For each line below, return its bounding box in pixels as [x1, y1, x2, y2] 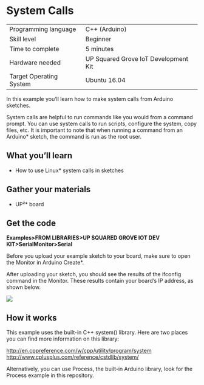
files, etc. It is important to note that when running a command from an [6, 126, 183, 134]
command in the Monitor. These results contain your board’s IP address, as [6, 277, 194, 285]
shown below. [6, 283, 41, 291]
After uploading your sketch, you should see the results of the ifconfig [6, 271, 182, 278]
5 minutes [85, 44, 114, 53]
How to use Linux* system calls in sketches [15, 167, 124, 174]
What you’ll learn [6, 150, 73, 161]
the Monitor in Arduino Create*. [6, 259, 84, 266]
